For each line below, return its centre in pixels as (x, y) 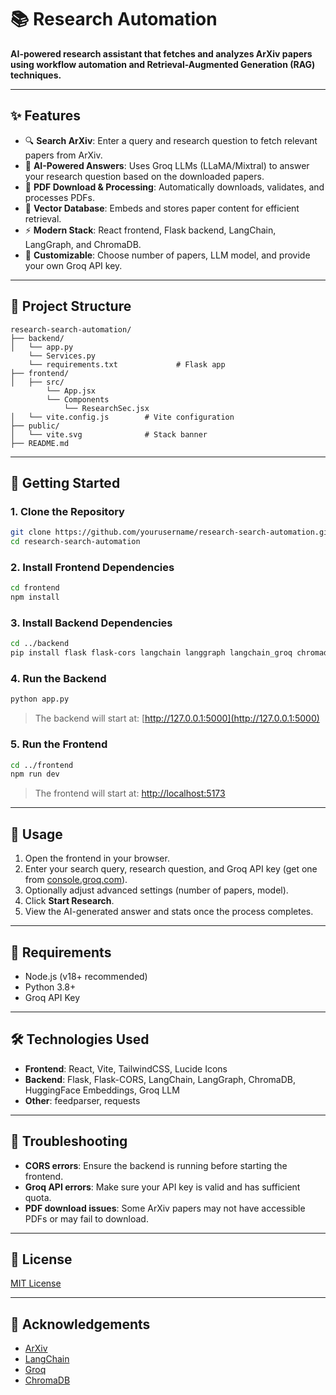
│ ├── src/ (37, 382)
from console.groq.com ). (76, 880)
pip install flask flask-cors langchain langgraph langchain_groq (151, 653)
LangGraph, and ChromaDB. (83, 244)
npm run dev (35, 774)
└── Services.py (62, 356)
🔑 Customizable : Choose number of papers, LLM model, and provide (167, 255)
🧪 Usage (36, 834)
